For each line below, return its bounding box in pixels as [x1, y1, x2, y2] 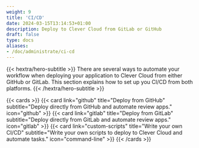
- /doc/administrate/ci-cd [6, 49, 75, 55]
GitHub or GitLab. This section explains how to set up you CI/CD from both [6, 78, 193, 85]
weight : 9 [6, 9, 32, 15]
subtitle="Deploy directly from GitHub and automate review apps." [6, 103, 172, 110]
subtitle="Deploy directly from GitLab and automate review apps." [6, 116, 172, 123]
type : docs [6, 37, 34, 43]
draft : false [6, 32, 40, 38]
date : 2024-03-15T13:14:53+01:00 [6, 20, 91, 26]
